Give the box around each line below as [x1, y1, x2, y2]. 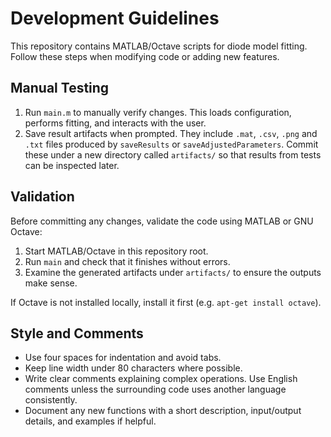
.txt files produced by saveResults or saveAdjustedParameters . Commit [24, 138, 319, 150]
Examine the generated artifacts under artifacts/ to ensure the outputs [24, 266, 322, 278]
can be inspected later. [24, 159, 120, 171]
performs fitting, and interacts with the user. [24, 117, 207, 129]
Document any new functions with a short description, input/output [24, 405, 302, 417]
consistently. [24, 394, 78, 406]
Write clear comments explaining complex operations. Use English [24, 373, 298, 385]
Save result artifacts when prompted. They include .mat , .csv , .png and [24, 127, 318, 139]
